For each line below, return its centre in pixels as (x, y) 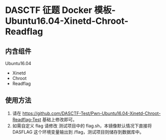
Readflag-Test (27, 119)
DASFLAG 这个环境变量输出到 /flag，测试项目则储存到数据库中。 (78, 132)
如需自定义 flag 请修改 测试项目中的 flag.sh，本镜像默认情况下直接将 (82, 126)
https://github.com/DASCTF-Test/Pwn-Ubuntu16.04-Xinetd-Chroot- (91, 113)
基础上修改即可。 (59, 119)
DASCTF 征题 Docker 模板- (60, 10)
